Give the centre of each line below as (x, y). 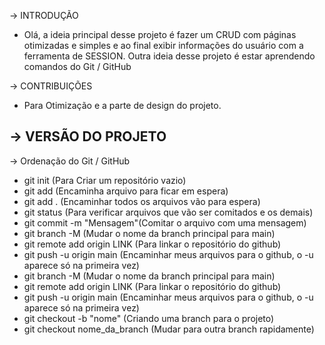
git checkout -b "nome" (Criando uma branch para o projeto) (149, 318)
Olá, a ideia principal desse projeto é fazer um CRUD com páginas (160, 34)
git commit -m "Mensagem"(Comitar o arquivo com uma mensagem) (165, 222)
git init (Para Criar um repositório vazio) (105, 180)
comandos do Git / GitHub (77, 66)
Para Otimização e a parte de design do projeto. (122, 105)
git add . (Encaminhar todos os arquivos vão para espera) (142, 201)
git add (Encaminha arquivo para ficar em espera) (126, 191)
